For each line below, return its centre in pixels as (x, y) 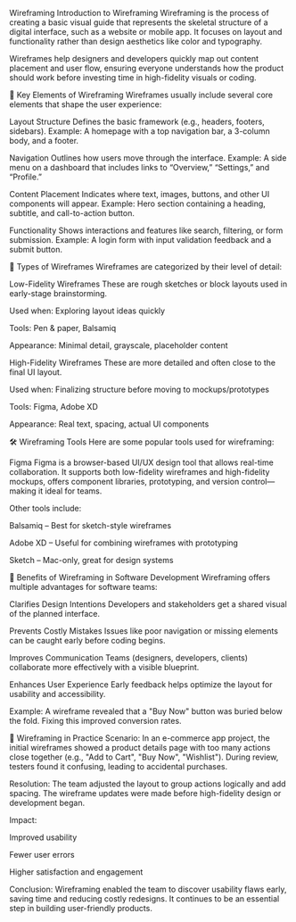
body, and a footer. (44, 141)
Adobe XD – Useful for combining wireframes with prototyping (124, 543)
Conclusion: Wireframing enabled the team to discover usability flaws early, (148, 889)
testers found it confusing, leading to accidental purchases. (119, 766)
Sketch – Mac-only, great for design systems (91, 560)
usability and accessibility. (58, 694)
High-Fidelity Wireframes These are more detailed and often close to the (143, 362)
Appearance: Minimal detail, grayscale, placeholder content (119, 345)
